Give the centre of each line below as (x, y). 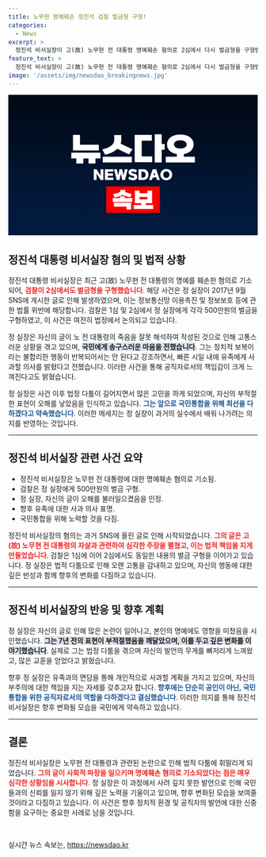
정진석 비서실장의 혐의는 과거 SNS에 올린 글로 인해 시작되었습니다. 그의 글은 (125, 535)
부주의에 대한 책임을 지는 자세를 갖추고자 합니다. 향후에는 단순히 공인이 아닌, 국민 (132, 687)
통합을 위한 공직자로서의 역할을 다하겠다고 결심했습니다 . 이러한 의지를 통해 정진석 (132, 697)
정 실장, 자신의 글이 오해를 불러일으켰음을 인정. (91, 498)
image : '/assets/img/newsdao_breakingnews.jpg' (88, 75)
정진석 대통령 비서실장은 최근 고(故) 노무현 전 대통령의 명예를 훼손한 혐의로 (123, 280)
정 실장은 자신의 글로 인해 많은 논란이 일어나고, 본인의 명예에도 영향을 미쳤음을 (129, 631)
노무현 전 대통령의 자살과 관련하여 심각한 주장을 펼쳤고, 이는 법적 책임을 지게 (137, 545)
